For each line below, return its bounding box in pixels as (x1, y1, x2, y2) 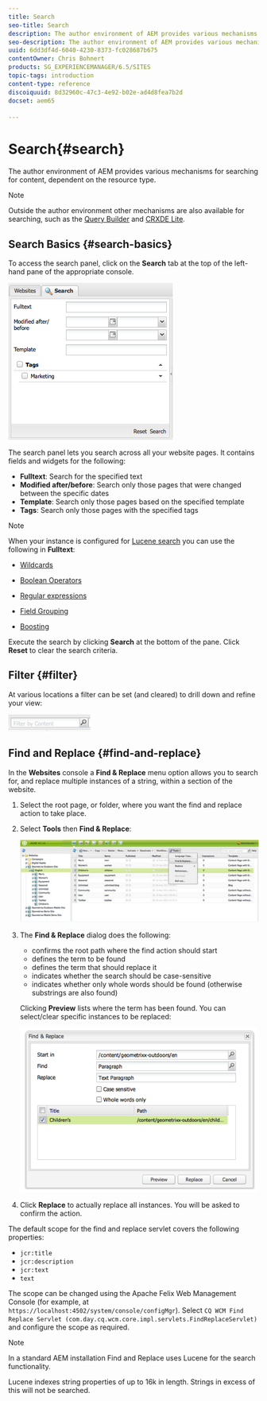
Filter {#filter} (8, 669, 78, 682)
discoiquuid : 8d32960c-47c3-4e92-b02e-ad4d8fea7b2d (8, 88, 183, 96)
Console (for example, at (8, 1297, 89, 1307)
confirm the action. (19, 1209, 83, 1218)
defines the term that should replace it (31, 963, 157, 972)
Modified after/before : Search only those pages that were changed (19, 480, 242, 489)
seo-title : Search (8, 21, 69, 29)
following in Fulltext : (8, 545, 75, 554)
